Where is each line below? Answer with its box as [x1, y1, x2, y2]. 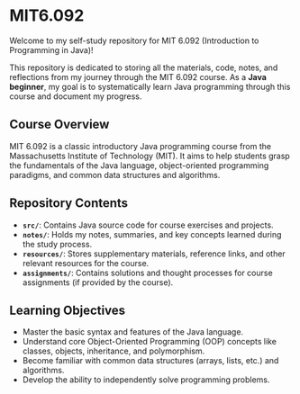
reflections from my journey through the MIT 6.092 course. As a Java [9, 71, 268, 82]
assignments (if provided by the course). [22, 276, 174, 288]
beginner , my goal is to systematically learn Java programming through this [9, 81, 291, 92]
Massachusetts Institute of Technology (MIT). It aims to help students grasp [9, 150, 290, 161]
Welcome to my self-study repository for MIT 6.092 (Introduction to [9, 35, 259, 46]
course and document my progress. [9, 91, 142, 102]
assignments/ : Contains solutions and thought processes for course [22, 267, 273, 278]
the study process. [22, 238, 93, 249]
